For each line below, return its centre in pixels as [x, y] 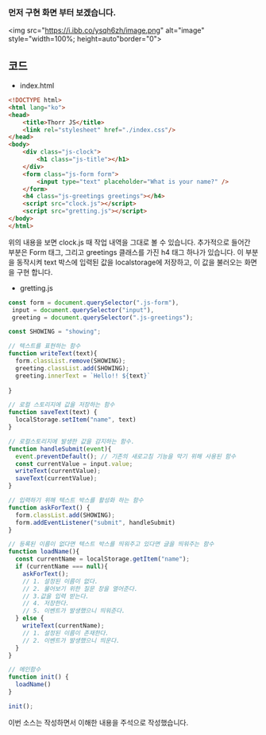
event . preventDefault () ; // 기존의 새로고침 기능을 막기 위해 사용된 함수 [126, 456]
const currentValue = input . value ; [74, 463]
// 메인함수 [25, 670]
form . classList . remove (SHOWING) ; [71, 361]
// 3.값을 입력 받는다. [56, 596]
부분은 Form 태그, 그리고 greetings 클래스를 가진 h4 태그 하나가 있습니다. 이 [126, 252]
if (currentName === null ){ [62, 567]
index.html [37, 86]
